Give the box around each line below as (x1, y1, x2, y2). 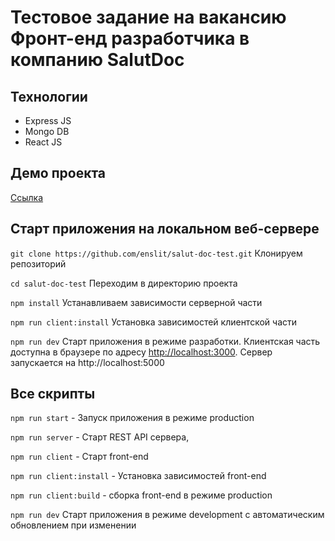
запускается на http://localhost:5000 (10, 356, 165, 368)
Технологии (10, 88, 88, 105)
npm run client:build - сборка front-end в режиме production (10, 489, 273, 501)
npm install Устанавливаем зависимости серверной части (10, 296, 263, 308)
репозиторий (10, 257, 67, 270)
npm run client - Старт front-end (10, 451, 149, 463)
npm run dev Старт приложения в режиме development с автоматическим (10, 509, 325, 521)
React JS (24, 136, 63, 148)
